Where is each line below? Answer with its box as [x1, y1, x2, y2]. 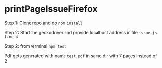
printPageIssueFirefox [4, 3, 98, 15]
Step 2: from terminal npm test [4, 43, 66, 49]
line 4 [4, 34, 18, 39]
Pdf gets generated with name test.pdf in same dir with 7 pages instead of [4, 53, 157, 59]
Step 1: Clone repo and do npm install [4, 20, 83, 26]
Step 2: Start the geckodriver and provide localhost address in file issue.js [4, 29, 157, 35]
